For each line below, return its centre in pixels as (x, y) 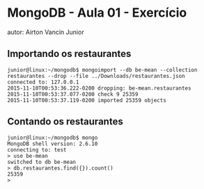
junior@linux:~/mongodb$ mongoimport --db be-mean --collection (102, 70)
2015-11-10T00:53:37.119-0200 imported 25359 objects (87, 100)
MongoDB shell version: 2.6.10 (53, 144)
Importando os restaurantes (69, 54)
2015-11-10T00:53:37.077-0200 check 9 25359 (73, 94)
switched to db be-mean (42, 162)
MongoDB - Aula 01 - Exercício (97, 13)
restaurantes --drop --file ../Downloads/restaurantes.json (96, 76)
